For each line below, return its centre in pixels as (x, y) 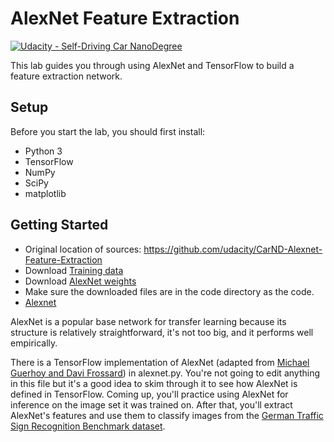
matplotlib (45, 193)
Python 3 (43, 151)
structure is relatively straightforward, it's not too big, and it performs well (162, 332)
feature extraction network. (66, 76)
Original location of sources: (83, 249)
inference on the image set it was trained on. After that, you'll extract (151, 404)
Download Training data (74, 270)
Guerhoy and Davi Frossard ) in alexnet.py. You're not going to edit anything (165, 373)
